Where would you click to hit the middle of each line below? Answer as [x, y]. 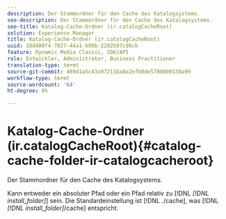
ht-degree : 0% [28, 91]
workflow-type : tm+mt [39, 78]
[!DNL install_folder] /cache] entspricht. [63, 208]
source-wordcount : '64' [42, 85]
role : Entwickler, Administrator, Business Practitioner [91, 59]
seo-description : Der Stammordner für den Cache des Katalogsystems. [110, 20]
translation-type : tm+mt [43, 65]
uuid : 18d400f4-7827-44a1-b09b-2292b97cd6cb [73, 46]
